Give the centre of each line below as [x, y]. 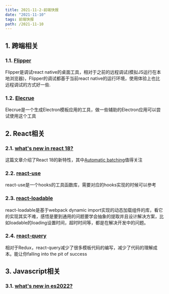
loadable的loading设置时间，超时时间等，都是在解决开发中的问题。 [79, 222]
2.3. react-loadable [29, 199]
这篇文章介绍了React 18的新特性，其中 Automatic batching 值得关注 [74, 160]
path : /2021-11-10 [24, 24]
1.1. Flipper [18, 60]
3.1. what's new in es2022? [39, 286]
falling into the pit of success [57, 254]
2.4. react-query [26, 236]
